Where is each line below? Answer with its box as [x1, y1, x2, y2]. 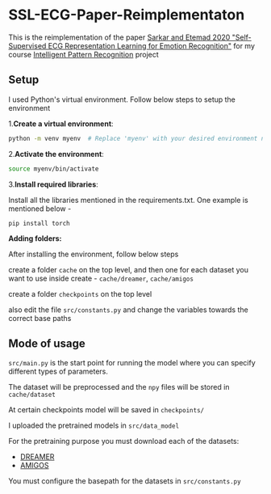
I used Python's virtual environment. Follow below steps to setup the [8, 95, 236, 104]
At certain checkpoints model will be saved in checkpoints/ [8, 405, 204, 415]
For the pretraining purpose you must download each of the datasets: [8, 437, 240, 446]
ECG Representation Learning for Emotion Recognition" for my [48, 40, 256, 50]
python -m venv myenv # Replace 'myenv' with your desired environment [8, 134, 258, 142]
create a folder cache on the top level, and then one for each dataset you [8, 264, 248, 274]
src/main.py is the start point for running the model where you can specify [8, 358, 256, 368]
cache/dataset [8, 391, 56, 399]
